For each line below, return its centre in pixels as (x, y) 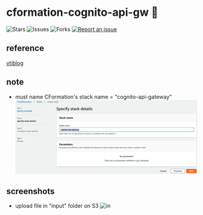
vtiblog (15, 63)
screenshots (31, 191)
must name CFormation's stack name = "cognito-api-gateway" (93, 97)
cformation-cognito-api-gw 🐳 (82, 12)
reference (25, 48)
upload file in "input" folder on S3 (57, 205)
